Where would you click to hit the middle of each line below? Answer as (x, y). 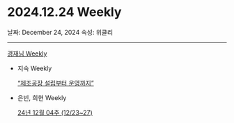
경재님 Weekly (27, 54)
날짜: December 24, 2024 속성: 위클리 (60, 32)
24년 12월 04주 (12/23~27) (55, 113)
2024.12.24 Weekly (64, 12)
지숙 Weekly (34, 68)
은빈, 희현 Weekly (42, 97)
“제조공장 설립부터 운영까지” (55, 83)
